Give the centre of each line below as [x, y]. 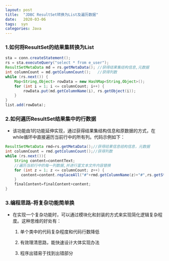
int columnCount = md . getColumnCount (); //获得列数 [61, 72]
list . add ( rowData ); [26, 105]
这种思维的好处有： [41, 221]
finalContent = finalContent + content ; [53, 184]
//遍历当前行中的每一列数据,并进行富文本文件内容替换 [63, 165]
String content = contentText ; [45, 161]
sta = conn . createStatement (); [38, 58]
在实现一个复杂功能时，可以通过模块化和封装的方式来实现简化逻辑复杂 [85, 215]
